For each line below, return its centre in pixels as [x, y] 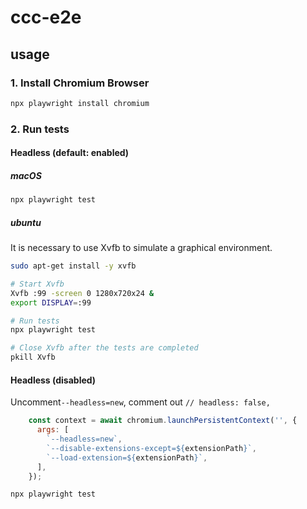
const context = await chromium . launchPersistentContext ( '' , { [163, 421]
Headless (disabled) [53, 380]
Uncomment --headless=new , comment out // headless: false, [140, 402]
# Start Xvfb [37, 284]
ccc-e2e [46, 17]
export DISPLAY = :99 [51, 302]
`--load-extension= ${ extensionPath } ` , [127, 457]
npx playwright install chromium [80, 103]
